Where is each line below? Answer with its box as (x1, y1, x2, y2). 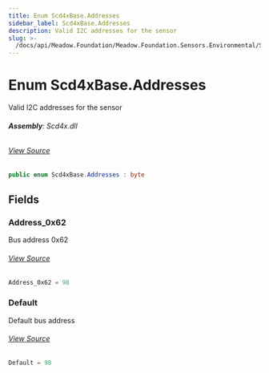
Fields (8, 193, 40, 207)
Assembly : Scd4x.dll (8, 121, 78, 131)
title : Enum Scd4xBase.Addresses (8, 11, 120, 20)
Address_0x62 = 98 (8, 278, 70, 286)
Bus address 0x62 (8, 235, 69, 245)
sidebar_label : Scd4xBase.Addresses (8, 19, 130, 27)
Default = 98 (8, 359, 52, 367)
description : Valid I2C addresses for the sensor (8, 26, 178, 34)
